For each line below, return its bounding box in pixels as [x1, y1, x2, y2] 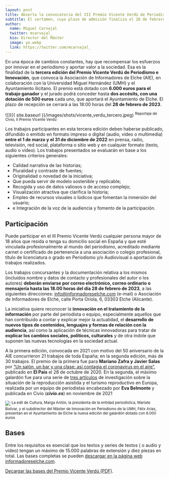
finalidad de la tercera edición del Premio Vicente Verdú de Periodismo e [5, 69, 159, 75]
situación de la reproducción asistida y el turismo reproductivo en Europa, [5, 380, 158, 386]
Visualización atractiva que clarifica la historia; [12, 189, 109, 195]
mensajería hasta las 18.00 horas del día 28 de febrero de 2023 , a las [5, 285, 152, 292]
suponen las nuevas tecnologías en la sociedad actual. [5, 338, 119, 344]
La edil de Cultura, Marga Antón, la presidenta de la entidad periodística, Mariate [11, 400, 151, 405]
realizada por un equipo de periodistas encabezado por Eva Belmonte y [5, 385, 155, 391]
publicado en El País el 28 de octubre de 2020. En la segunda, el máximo [5, 369, 157, 375]
